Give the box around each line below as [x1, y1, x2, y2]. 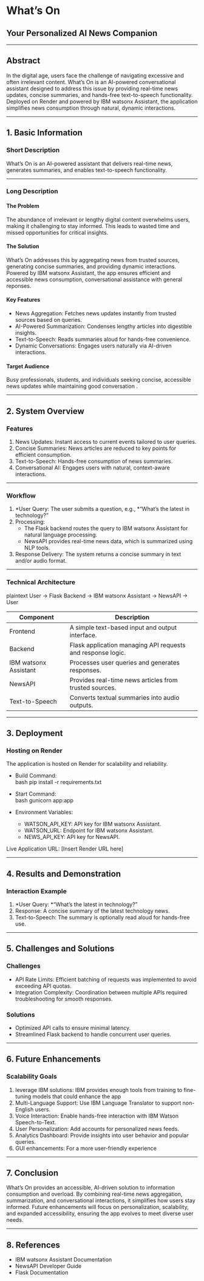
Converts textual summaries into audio [69, 693, 180, 702]
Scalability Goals [6, 1072, 58, 1081]
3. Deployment [6, 728, 63, 738]
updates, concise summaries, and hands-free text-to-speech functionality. [6, 91, 193, 98]
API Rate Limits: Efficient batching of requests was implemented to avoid [15, 976, 197, 983]
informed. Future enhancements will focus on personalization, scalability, [6, 1204, 189, 1211]
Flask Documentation [15, 1269, 69, 1276]
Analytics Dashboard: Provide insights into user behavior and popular [15, 1132, 189, 1139]
